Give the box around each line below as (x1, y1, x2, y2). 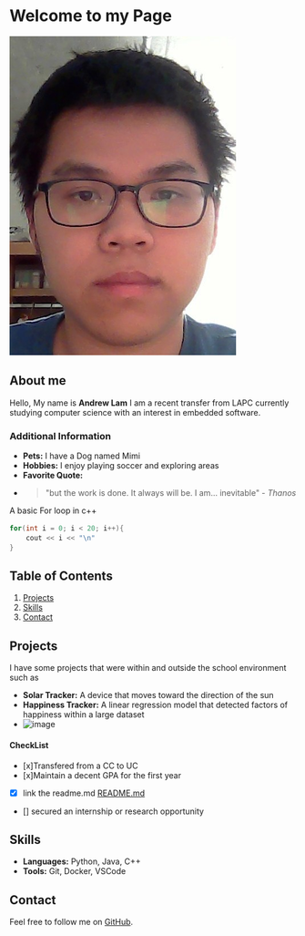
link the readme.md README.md (22, 787, 146, 798)
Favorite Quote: (22, 470, 84, 481)
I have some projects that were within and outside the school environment (9, 663, 287, 674)
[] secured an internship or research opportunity (22, 806, 205, 817)
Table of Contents (9, 569, 114, 584)
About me (9, 373, 66, 388)
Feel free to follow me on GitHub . (9, 917, 134, 928)
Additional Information (9, 429, 112, 442)
